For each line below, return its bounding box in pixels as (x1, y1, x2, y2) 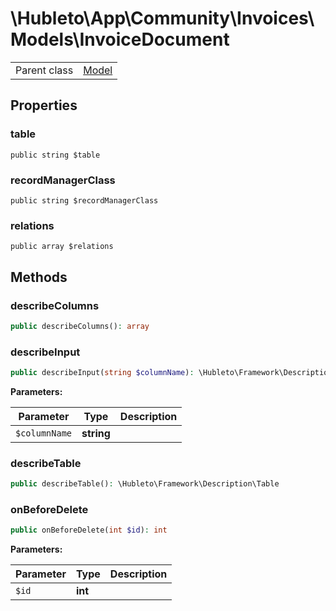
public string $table (10, 150, 101, 160)
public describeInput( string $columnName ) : (10, 368, 195, 378)
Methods (10, 268, 68, 286)
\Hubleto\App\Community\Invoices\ (10, 7, 315, 30)
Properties (10, 97, 78, 114)
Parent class (15, 63, 74, 77)
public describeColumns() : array (10, 321, 150, 331)
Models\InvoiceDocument (10, 28, 230, 51)
